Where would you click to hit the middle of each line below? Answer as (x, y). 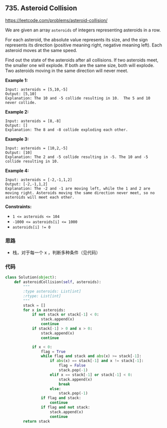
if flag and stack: (61, 398)
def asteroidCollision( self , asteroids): (58, 282)
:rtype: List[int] (42, 296)
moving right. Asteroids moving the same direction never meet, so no (80, 193)
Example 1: (17, 80)
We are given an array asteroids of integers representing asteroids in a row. (83, 30)
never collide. (21, 102)
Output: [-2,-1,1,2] (27, 184)
